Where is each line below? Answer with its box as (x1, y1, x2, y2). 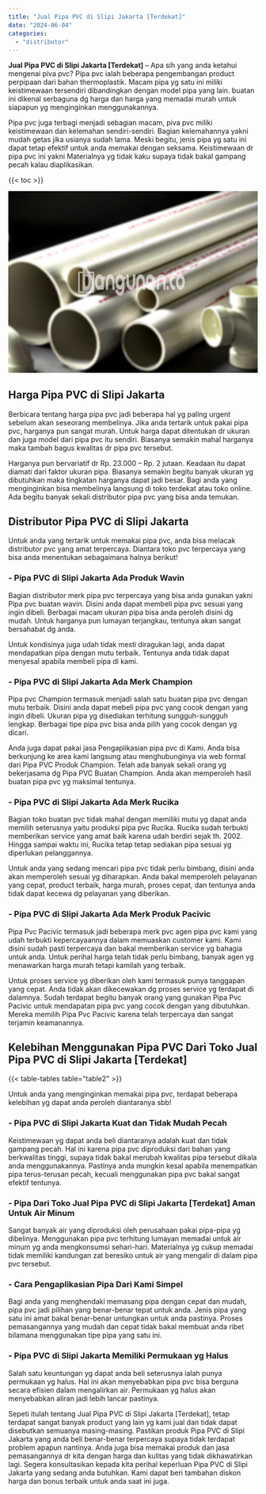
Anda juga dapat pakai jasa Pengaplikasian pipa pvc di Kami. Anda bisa (8, 743, 240, 753)
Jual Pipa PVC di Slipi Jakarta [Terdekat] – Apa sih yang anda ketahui (8, 60, 237, 71)
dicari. (8, 728, 29, 737)
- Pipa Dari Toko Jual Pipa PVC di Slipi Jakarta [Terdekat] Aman (8, 1197, 256, 1208)
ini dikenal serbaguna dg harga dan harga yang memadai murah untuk (8, 94, 237, 104)
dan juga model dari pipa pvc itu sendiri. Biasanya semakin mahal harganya (8, 434, 253, 444)
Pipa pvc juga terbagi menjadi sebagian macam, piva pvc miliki (8, 118, 213, 128)
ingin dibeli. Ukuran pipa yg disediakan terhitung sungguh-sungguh (8, 711, 228, 720)
